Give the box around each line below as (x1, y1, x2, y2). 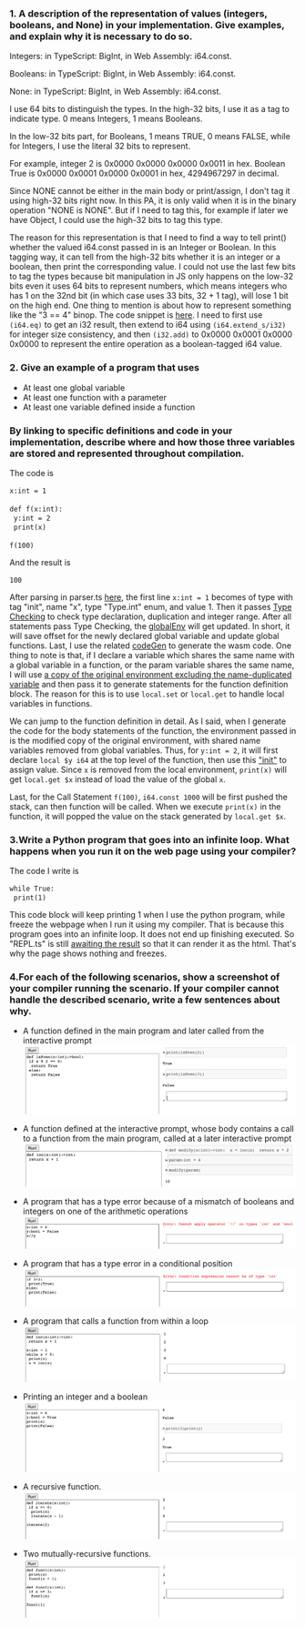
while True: (9, 884, 55, 894)
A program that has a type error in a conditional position (22, 1258, 233, 1269)
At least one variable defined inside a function (22, 402, 196, 412)
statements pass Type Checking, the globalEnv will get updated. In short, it (9, 620, 290, 631)
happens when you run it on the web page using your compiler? (9, 845, 297, 858)
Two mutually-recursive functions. (22, 1548, 152, 1559)
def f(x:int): (9, 504, 64, 514)
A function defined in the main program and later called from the (22, 1025, 265, 1036)
